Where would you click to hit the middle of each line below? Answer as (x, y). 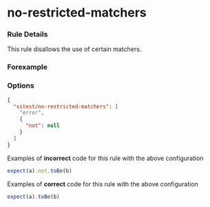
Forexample (28, 67)
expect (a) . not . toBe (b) (40, 170)
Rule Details (28, 34)
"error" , (32, 113)
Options (21, 86)
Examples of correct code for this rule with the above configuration (103, 184)
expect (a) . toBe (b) (33, 197)
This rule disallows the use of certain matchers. (74, 49)
